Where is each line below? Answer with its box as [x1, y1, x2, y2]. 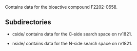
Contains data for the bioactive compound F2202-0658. [5, 4, 118, 10]
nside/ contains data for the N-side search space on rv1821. [12, 40, 133, 46]
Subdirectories [5, 18, 51, 26]
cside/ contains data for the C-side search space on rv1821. [12, 31, 133, 37]
